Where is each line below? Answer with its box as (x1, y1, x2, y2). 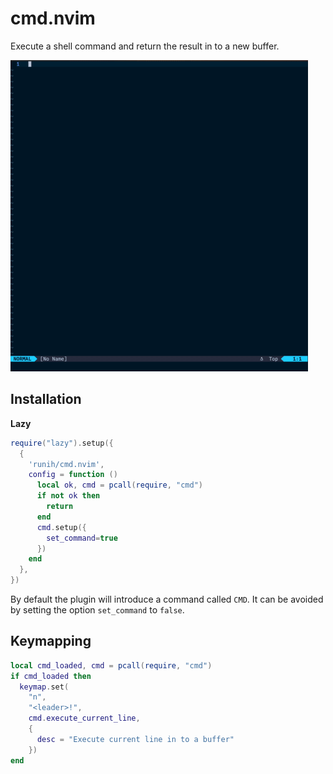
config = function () (28, 470, 118, 480)
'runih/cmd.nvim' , (28, 459, 105, 469)
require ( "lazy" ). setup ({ (10, 438, 114, 448)
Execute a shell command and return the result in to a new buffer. (10, 40, 280, 52)
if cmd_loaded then (10, 671, 92, 681)
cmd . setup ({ (36, 522, 87, 532)
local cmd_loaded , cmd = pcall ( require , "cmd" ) (10, 660, 213, 671)
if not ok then (36, 491, 101, 501)
